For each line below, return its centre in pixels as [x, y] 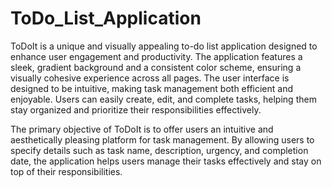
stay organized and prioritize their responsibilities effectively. [136, 109]
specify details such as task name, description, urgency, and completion [159, 150]
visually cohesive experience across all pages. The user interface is [150, 78]
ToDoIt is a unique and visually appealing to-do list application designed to [164, 46]
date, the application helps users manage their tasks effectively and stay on [166, 161]
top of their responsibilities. [66, 171]
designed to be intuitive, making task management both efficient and [152, 88]
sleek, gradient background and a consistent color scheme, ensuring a [156, 67]
